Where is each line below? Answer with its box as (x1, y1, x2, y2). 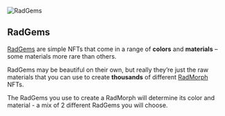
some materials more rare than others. (7, 52, 117, 60)
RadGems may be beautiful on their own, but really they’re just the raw (7, 66, 209, 74)
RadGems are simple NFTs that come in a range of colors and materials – (7, 45, 218, 53)
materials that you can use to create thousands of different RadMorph (7, 72, 208, 81)
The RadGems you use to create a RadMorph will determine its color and (7, 93, 215, 101)
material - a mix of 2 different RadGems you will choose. (7, 101, 168, 109)
